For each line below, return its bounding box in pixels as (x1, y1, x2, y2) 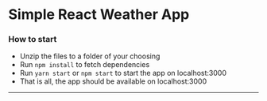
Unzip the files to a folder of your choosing (19, 51, 161, 61)
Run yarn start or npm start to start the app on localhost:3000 (19, 69, 226, 78)
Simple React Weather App (8, 6, 190, 24)
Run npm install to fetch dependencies (19, 60, 150, 69)
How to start (8, 34, 57, 45)
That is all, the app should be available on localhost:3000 (19, 77, 207, 86)
